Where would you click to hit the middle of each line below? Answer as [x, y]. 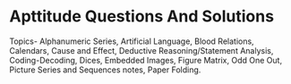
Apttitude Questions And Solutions [142, 17]
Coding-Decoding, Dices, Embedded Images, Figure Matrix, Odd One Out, [146, 60]
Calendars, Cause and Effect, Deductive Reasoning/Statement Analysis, [141, 50]
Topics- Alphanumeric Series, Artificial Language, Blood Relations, [132, 41]
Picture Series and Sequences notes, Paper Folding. [105, 70]
